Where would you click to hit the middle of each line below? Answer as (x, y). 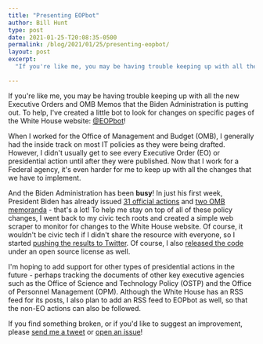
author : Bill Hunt (38, 23)
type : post (26, 30)
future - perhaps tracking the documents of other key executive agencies (126, 275)
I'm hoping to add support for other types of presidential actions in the (121, 266)
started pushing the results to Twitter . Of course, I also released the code (126, 243)
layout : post (29, 52)
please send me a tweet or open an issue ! (76, 331)
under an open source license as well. (69, 251)
